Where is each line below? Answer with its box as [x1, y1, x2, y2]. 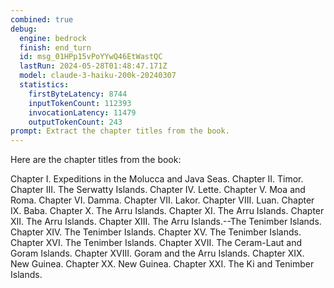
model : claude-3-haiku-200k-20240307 [19, 71, 177, 81]
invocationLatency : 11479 [28, 107, 137, 118]
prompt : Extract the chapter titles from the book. [10, 126, 230, 136]
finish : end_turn [19, 42, 92, 53]
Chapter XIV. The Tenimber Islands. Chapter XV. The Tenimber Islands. [10, 226, 302, 238]
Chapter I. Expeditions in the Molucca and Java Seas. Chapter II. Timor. [10, 173, 304, 185]
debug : [10, 24, 38, 34]
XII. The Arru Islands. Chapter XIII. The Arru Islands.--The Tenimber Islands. [10, 216, 322, 228]
